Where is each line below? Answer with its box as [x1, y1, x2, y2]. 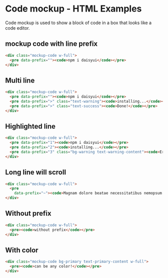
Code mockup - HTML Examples [5, 3, 142, 15]
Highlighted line [5, 122, 56, 131]
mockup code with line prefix [5, 40, 98, 48]
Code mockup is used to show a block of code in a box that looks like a [5, 20, 151, 26]
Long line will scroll [5, 168, 66, 176]
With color [5, 246, 38, 254]
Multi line [5, 76, 35, 84]
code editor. [5, 25, 30, 31]
